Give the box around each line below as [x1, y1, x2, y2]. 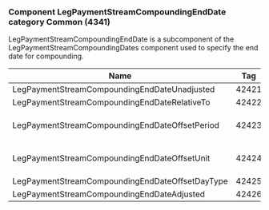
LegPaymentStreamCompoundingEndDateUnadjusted [12, 84, 215, 95]
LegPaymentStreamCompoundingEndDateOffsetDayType [12, 176, 228, 187]
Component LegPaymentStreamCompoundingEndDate [8, 6, 227, 18]
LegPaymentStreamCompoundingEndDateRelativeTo [12, 97, 211, 108]
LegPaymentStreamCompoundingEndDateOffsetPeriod [12, 120, 220, 131]
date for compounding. [8, 51, 84, 61]
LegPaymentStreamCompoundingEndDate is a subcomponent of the [8, 34, 235, 44]
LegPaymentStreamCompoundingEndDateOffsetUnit [12, 153, 211, 164]
